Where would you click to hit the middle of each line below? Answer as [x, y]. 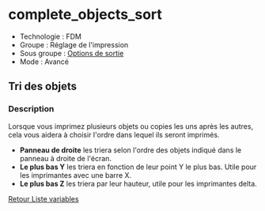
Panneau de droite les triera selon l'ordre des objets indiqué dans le [131, 150]
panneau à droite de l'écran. [66, 158]
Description [31, 109]
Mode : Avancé [44, 62]
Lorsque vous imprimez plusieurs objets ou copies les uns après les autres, [131, 126]
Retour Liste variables [44, 198]
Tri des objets [43, 87]
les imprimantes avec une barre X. [76, 175]
